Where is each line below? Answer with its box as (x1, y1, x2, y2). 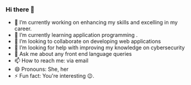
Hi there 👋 (5, 5, 35, 14)
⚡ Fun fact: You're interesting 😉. (14, 73, 95, 80)
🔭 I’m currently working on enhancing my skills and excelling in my (14, 19, 178, 26)
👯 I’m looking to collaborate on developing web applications (14, 38, 161, 45)
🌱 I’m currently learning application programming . (14, 32, 138, 39)
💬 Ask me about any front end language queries (14, 51, 132, 58)
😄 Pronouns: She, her (14, 65, 69, 73)
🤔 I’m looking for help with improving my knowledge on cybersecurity (14, 44, 185, 51)
